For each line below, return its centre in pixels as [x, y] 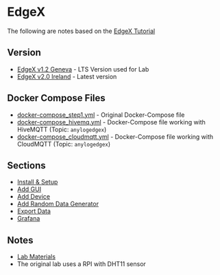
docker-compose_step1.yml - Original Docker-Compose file [101, 115]
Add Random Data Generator [58, 204]
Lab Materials [36, 257]
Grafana [28, 219]
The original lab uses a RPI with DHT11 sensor [81, 264]
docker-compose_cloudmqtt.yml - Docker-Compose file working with [115, 136]
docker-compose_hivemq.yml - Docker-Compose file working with [111, 122]
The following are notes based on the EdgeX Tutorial [81, 31]
